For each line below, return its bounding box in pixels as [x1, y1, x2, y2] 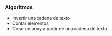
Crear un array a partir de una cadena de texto [12, 26, 107, 32]
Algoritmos [5, 4, 33, 11]
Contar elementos [12, 20, 49, 26]
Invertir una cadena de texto [12, 15, 70, 21]
